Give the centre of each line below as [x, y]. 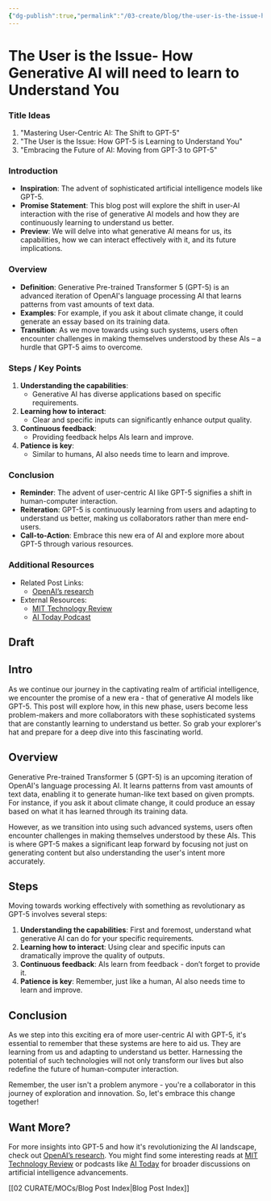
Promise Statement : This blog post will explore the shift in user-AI [130, 206]
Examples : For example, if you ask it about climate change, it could [131, 312]
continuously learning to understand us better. [97, 223]
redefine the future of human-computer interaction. [94, 1069]
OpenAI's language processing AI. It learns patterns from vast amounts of [131, 785]
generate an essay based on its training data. [95, 321]
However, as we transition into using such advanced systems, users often [131, 826]
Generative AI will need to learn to [124, 73]
